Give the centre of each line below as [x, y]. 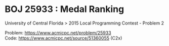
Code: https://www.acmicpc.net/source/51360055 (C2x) [64, 38]
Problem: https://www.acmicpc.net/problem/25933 [58, 32]
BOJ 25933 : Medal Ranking [65, 9]
